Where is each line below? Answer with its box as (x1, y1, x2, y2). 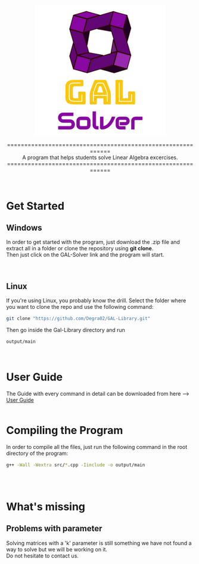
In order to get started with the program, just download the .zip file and (6, 238, 181, 246)
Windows (6, 223, 42, 233)
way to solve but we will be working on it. (6, 546, 108, 553)
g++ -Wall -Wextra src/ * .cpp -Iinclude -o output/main (6, 461, 145, 468)
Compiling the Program (6, 424, 123, 437)
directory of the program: (6, 450, 69, 457)
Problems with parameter (6, 523, 102, 534)
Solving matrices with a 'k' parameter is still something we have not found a (6, 539, 192, 547)
